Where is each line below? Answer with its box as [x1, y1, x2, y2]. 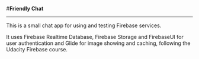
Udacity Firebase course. [6, 46, 68, 53]
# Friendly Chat [6, 5, 44, 12]
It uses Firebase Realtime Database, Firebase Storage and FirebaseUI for [6, 34, 184, 40]
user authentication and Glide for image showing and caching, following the [6, 40, 191, 47]
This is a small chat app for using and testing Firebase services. [6, 22, 162, 29]
